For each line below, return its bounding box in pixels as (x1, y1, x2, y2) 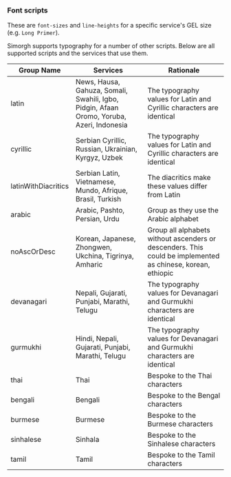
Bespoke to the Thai (147, 371, 212, 380)
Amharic (75, 260, 103, 270)
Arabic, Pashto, (75, 205, 125, 215)
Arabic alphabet (147, 214, 199, 224)
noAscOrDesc (10, 247, 56, 256)
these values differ (147, 181, 208, 191)
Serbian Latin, (75, 168, 120, 178)
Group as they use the (147, 205, 219, 215)
